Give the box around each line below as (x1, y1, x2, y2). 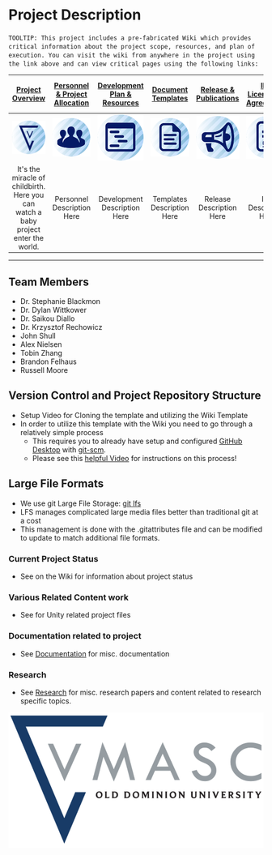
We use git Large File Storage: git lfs (19, 498, 142, 508)
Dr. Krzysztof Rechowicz (19, 323, 103, 332)
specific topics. (19, 695, 72, 706)
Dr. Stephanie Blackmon (19, 297, 101, 306)
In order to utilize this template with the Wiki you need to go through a (19, 419, 253, 429)
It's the (17, 164, 40, 173)
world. (18, 242, 40, 251)
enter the (13, 233, 45, 242)
